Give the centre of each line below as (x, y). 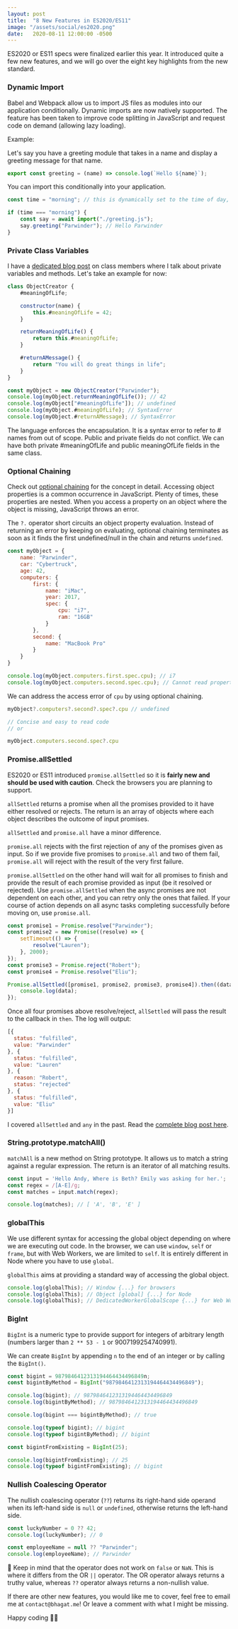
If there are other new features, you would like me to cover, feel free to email (119, 1596)
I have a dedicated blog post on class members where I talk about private (114, 266)
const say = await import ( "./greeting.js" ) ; (87, 219)
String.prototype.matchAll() (57, 1143)
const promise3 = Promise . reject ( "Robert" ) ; (74, 965)
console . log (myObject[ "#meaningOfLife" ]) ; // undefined (91, 404)
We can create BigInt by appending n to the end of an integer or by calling (116, 1355)
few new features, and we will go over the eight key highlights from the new (118, 62)
